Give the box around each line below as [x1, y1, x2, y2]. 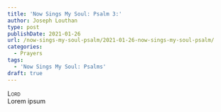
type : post [7, 23, 40, 30]
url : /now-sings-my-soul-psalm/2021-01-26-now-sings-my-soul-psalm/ [7, 37, 215, 44]
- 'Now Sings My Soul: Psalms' [14, 63, 107, 70]
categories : [7, 43, 43, 50]
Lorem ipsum [7, 96, 46, 105]
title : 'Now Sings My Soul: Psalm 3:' [7, 10, 122, 18]
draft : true [7, 69, 43, 77]
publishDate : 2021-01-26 [7, 30, 81, 38]
